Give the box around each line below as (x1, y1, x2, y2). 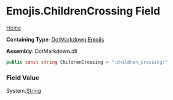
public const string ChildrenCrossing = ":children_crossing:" (6, 59, 168, 65)
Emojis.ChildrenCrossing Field (6, 4, 160, 18)
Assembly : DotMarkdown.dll (6, 47, 77, 55)
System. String (6, 87, 41, 95)
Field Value (6, 73, 40, 82)
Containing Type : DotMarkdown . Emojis (6, 36, 105, 43)
